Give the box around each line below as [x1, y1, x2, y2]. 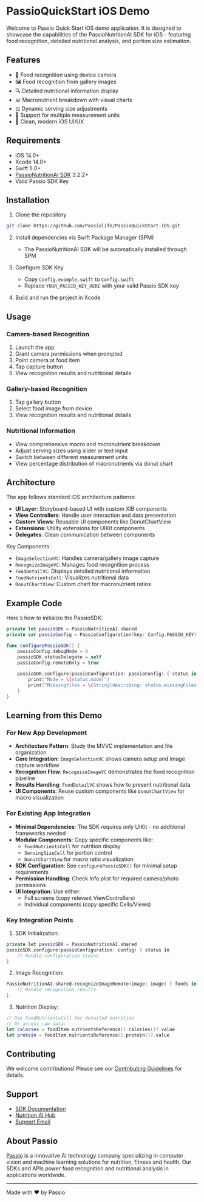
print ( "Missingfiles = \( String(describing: [28, 682, 143, 688]
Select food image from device [15, 405, 92, 412]
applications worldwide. [6, 1172, 66, 1178]
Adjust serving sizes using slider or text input [15, 447, 128, 454]
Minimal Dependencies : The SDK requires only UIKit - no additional [15, 823, 185, 831]
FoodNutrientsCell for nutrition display [24, 842, 121, 849]
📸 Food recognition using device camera [15, 71, 117, 78]
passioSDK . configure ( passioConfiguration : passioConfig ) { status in [17, 671, 197, 677]
